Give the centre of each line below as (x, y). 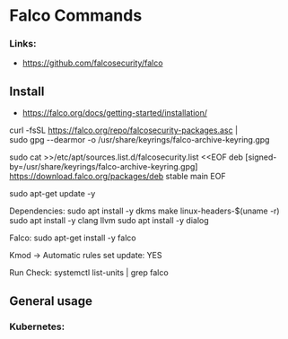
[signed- (261, 157)
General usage (51, 301)
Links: (23, 44)
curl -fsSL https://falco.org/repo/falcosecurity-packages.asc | (124, 130)
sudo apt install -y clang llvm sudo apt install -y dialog (109, 221)
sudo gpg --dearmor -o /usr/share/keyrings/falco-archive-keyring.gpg (140, 140)
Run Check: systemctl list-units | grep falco (89, 273)
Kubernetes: (37, 326)
